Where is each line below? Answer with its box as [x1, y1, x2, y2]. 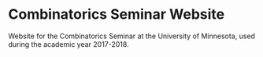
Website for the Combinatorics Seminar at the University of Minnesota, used [8, 31, 256, 41]
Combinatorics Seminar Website [8, 5, 225, 23]
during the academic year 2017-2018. [8, 39, 129, 48]
